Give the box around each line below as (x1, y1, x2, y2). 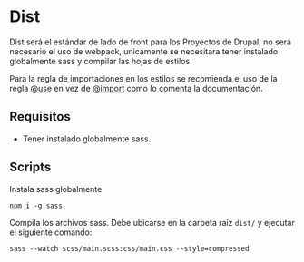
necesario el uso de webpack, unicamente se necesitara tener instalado (9, 45, 279, 56)
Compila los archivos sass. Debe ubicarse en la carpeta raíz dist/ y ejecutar (9, 217, 295, 228)
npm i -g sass (9, 201, 64, 210)
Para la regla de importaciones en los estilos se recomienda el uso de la (9, 73, 278, 83)
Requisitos (9, 109, 71, 124)
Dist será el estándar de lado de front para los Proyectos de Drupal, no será (9, 36, 292, 47)
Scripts (9, 160, 52, 175)
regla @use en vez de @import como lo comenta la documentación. (9, 82, 263, 93)
